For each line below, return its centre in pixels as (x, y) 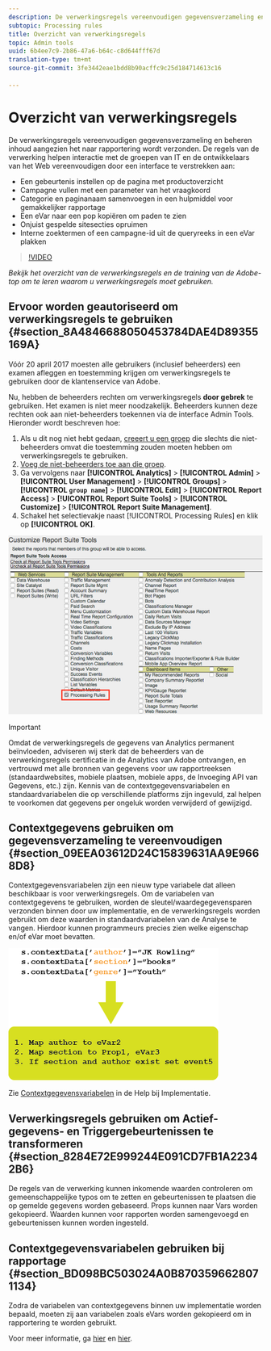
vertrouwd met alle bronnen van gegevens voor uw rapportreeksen (120, 768)
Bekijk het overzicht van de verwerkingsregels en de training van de (121, 273)
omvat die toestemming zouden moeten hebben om (146, 447)
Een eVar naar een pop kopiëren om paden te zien (103, 216)
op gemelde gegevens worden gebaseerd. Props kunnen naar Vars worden (133, 1206)
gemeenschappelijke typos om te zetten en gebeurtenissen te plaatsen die (132, 1197)
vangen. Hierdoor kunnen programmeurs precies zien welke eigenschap (128, 928)
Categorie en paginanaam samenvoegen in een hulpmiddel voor (127, 199)
